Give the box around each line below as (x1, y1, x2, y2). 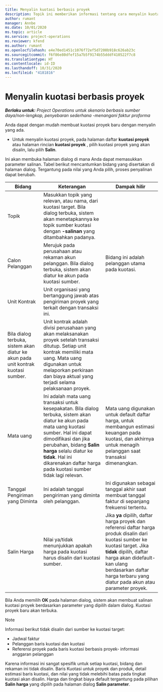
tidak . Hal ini (43, 454, 72, 460)
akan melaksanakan (43, 330, 89, 337)
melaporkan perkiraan (43, 367, 94, 373)
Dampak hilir (115, 183, 146, 190)
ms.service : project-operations (5, 34, 70, 39)
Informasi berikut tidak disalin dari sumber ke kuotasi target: (5, 626, 125, 632)
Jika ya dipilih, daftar (105, 512, 153, 519)
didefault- (131, 554, 156, 561)
